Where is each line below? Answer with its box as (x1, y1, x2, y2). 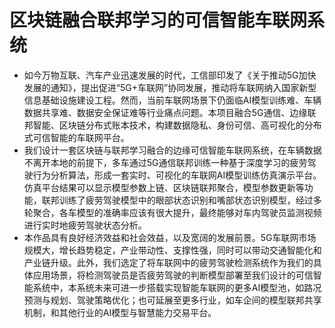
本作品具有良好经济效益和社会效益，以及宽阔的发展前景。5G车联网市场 (23, 231, 317, 243)
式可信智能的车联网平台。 (23, 131, 130, 143)
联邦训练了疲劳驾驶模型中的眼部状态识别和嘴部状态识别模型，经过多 (41, 194, 322, 206)
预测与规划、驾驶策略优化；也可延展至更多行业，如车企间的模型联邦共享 (23, 294, 322, 306)
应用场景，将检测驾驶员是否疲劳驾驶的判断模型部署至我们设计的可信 (32, 269, 314, 281)
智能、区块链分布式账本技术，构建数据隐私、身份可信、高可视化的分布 (32, 119, 322, 131)
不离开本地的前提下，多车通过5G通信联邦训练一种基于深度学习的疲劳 (23, 156, 308, 168)
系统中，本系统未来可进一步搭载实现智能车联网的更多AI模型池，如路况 (32, 281, 322, 293)
